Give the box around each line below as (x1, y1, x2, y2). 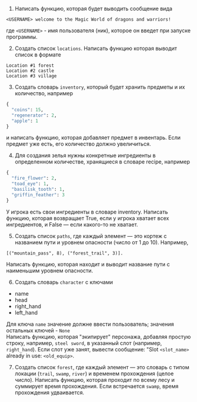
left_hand (14, 309, 38, 316)
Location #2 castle (6, 68, 55, 74)
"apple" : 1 (11, 118, 39, 124)
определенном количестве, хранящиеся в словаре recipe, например (14, 158, 190, 165)
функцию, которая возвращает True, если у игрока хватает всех (6, 214, 169, 222)
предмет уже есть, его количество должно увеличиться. (6, 140, 151, 147)
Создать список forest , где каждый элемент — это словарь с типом (14, 363, 190, 370)
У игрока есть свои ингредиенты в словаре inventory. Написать (6, 208, 168, 215)
